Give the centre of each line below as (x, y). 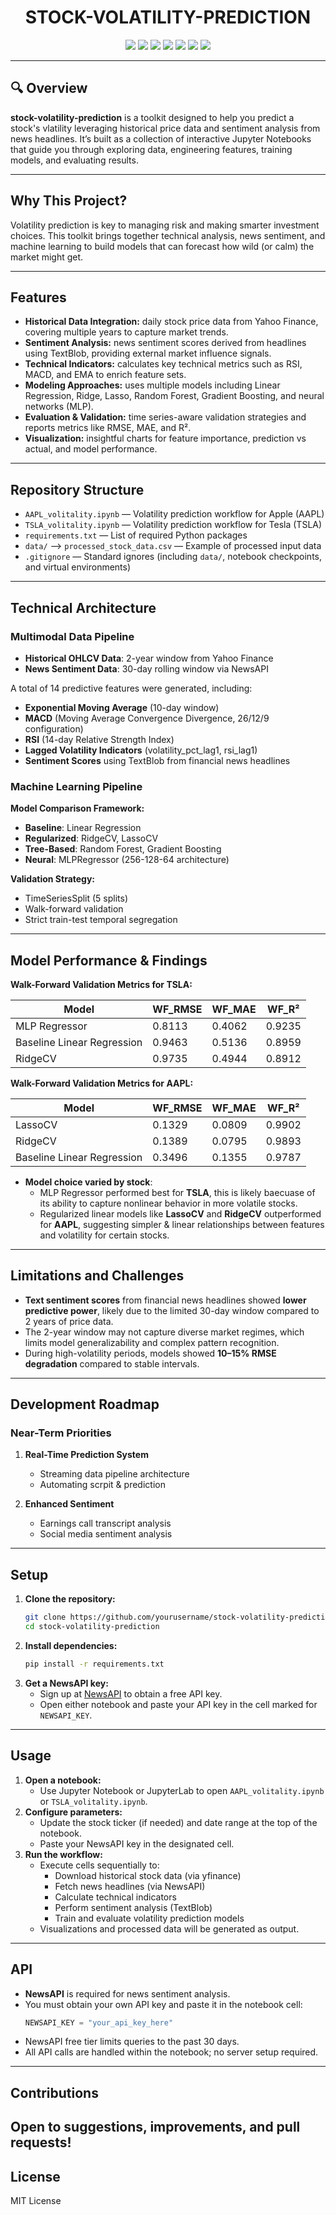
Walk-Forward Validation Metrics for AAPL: (102, 1083)
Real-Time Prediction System (86, 1455)
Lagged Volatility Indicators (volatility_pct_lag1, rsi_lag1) (141, 750)
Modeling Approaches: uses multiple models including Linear (152, 385)
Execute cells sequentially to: (99, 1865)
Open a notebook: (63, 1780)
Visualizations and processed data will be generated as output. (169, 1928)
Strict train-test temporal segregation (101, 920)
